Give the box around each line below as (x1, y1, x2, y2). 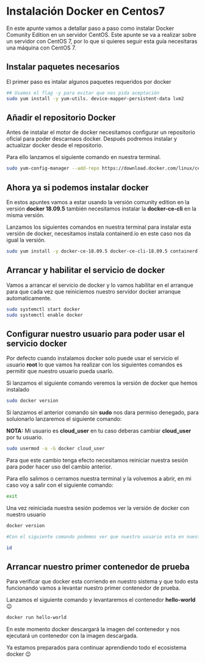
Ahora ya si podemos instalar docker (6, 182, 149, 193)
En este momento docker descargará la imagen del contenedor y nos (6, 626, 180, 633)
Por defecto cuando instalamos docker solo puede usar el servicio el (6, 355, 179, 362)
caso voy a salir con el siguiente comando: (6, 481, 114, 489)
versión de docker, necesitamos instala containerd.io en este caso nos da (6, 230, 191, 237)
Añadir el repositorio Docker (6, 112, 116, 123)
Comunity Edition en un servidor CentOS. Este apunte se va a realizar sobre (6, 31, 196, 38)
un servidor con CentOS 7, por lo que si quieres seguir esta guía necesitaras (6, 37, 198, 45)
